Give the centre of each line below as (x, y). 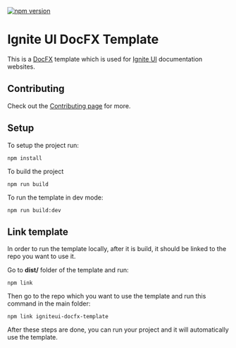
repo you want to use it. (42, 256)
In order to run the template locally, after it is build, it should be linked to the (117, 249)
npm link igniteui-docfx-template (58, 317)
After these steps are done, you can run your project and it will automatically (118, 330)
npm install (25, 158)
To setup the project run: (43, 145)
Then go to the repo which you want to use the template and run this (107, 296)
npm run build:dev (34, 210)
